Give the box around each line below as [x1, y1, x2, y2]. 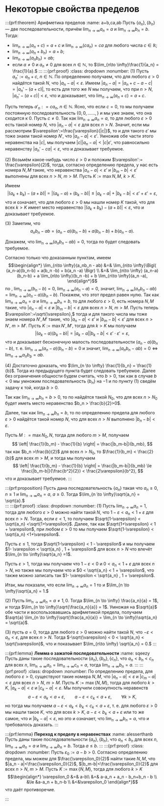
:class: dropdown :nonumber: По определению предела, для [27, 668, 153, 674]
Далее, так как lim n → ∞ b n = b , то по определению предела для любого [5, 410, 155, 417]
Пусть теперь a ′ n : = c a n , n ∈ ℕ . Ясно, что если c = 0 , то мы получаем [5, 103, 154, 111]
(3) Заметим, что [5, 221, 41, 227]
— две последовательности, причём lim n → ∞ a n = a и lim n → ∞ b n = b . [5, 26, 150, 33]
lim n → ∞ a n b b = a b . [5, 352, 44, 359]
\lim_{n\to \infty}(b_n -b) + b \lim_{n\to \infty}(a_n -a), [41, 273, 148, 278]
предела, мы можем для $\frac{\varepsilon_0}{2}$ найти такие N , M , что [5, 756, 156, 761]
